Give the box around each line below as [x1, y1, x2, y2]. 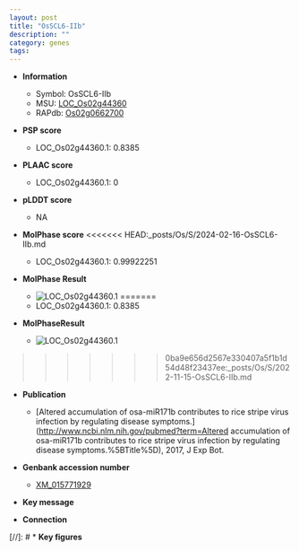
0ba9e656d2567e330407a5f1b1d [165, 353, 288, 363]
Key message [21, 497, 74, 508]
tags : [9, 47, 30, 56]
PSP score [21, 125, 62, 136]
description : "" [9, 30, 70, 39]
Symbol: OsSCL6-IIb [35, 89, 112, 100]
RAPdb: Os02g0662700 [35, 108, 124, 118]
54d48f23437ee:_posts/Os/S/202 [165, 363, 290, 373]
